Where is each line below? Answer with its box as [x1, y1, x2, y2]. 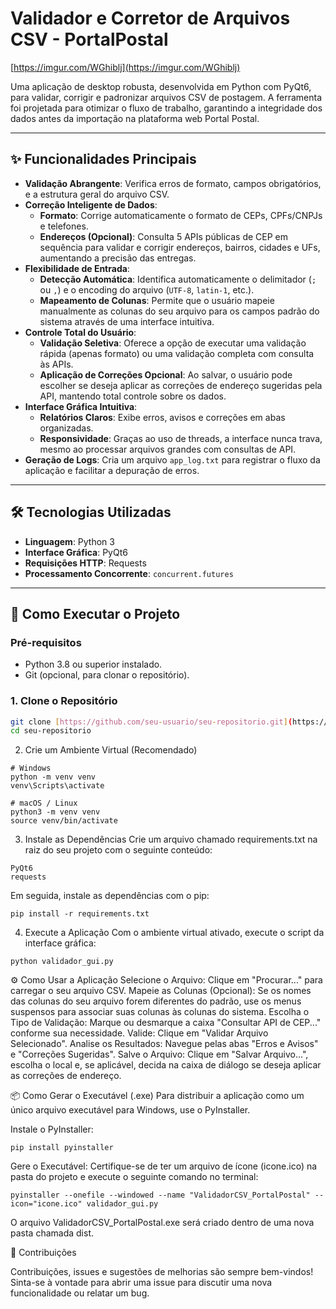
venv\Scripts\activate [10, 781, 105, 791]
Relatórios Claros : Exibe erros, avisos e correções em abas [39, 411, 286, 423]
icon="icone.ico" [10, 1199, 83, 1209]
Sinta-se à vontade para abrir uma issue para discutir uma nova [10, 1277, 273, 1289]
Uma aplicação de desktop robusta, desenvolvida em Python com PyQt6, [10, 80, 312, 92]
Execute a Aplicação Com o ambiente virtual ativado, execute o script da [24, 927, 325, 939]
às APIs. [39, 358, 74, 370]
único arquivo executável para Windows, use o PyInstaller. [10, 1104, 251, 1116]
